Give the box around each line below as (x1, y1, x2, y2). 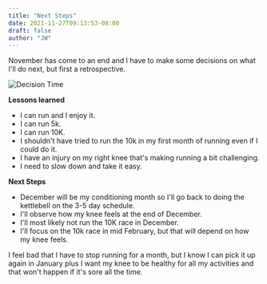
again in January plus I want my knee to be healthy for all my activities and (8, 258, 254, 268)
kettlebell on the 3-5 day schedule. (19, 201, 135, 211)
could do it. (19, 144, 58, 154)
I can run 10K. (19, 128, 66, 137)
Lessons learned (8, 95, 66, 105)
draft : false (8, 26, 52, 34)
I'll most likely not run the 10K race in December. (19, 218, 180, 227)
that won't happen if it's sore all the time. (8, 267, 143, 277)
